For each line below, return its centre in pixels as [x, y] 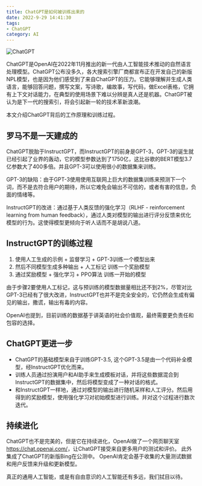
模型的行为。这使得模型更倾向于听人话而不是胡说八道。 [75, 222]
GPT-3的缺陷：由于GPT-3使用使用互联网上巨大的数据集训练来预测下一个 [96, 179]
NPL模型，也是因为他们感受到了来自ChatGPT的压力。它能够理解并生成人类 [99, 79]
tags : [13, 23]
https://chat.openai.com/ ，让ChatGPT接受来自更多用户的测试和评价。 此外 [99, 449]
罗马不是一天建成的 [42, 136]
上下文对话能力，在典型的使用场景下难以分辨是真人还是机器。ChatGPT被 [102, 94]
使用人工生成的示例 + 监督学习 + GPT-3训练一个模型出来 [85, 259]
